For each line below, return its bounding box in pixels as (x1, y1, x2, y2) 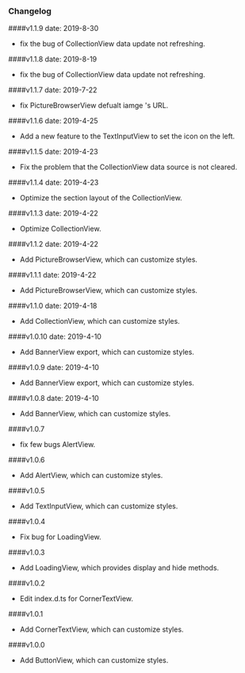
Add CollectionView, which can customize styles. (19, 317, 180, 326)
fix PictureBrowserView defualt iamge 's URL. (19, 101, 169, 111)
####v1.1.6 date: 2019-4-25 (8, 116, 98, 126)
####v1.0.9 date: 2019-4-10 (8, 363, 99, 372)
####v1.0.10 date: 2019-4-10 (8, 332, 101, 341)
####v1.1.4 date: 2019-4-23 (8, 177, 99, 188)
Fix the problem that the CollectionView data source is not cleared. (19, 162, 238, 172)
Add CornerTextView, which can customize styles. (19, 624, 184, 634)
